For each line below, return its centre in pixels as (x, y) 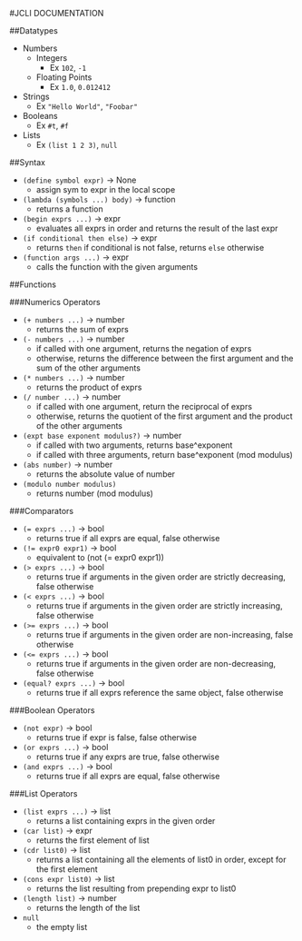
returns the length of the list (88, 908)
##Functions (33, 284)
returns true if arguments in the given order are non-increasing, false (165, 634)
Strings (36, 96)
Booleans (40, 116)
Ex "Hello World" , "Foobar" (87, 106)
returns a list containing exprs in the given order (126, 821)
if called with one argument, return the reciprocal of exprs (144, 406)
